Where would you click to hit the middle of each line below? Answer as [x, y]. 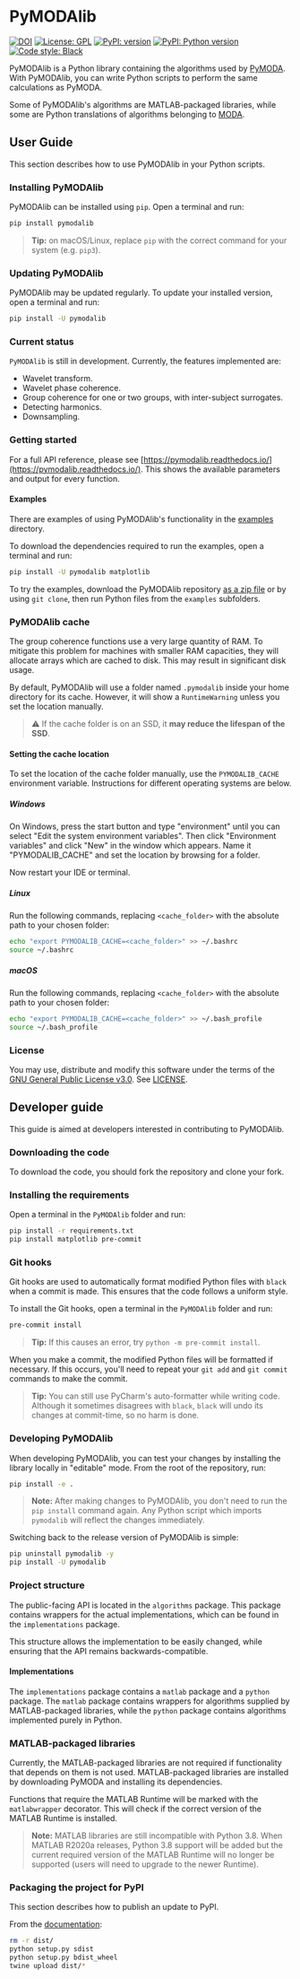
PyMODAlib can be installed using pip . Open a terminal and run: [127, 207]
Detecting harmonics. [62, 407]
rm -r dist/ [31, 1941]
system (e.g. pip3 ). [66, 249]
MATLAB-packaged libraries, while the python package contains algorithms [148, 1710]
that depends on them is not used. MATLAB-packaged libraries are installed [149, 1773]
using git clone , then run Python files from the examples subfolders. [135, 598]
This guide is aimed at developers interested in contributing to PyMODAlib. [147, 1129]
